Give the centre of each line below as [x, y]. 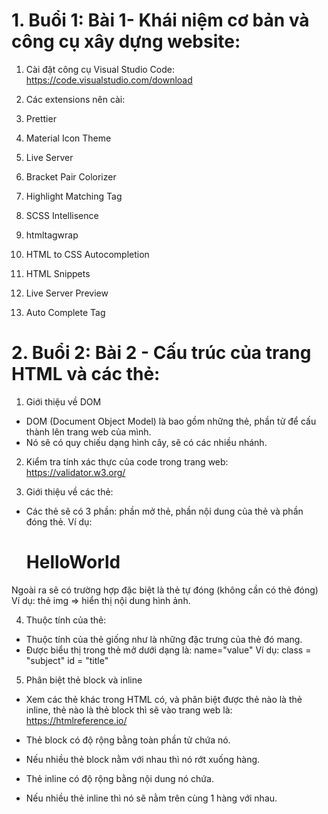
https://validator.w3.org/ [75, 472]
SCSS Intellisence [62, 215]
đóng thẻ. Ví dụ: [59, 521]
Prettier [41, 118]
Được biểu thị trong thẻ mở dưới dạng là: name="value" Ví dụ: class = [168, 650]
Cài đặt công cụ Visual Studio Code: [100, 69]
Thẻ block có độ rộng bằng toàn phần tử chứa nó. [128, 740]
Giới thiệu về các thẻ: [69, 491]
